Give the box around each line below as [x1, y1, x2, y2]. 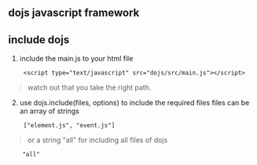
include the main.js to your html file [19, 54, 134, 64]
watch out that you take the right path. [27, 82, 152, 93]
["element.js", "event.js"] [23, 122, 116, 130]
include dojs [8, 33, 70, 46]
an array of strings [19, 106, 80, 116]
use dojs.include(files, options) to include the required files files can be [19, 98, 250, 108]
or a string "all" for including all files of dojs [27, 135, 168, 145]
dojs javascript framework [8, 6, 140, 20]
